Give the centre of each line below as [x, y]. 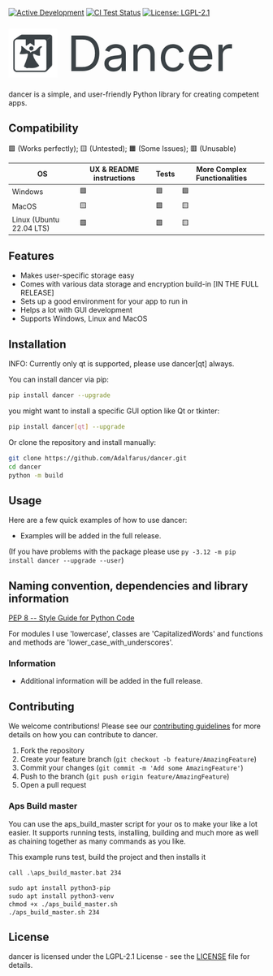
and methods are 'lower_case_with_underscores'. [91, 642]
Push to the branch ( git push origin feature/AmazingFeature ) [125, 776]
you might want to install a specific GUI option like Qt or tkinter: [114, 411]
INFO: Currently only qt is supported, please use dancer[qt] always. [121, 364]
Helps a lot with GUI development [76, 310]
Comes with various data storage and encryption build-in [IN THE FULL [139, 284]
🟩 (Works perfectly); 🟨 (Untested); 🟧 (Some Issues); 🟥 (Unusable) [123, 148]
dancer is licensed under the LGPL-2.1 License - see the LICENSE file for [129, 957]
